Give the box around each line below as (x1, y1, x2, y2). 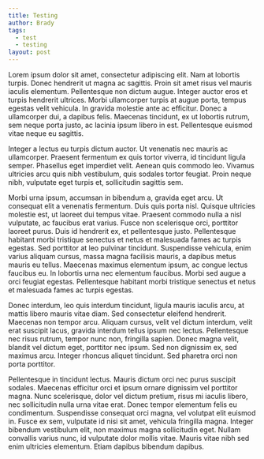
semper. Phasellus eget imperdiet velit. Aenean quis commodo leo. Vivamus (8, 161, 255, 170)
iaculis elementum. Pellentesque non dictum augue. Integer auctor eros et (8, 87, 248, 96)
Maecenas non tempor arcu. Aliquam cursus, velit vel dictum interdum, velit (8, 318, 253, 326)
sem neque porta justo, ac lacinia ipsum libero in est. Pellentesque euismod (8, 120, 253, 130)
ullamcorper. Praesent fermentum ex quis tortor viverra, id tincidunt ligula (8, 152, 246, 162)
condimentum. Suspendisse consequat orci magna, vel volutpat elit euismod (8, 408, 256, 417)
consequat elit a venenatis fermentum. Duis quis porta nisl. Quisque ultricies (8, 201, 256, 210)
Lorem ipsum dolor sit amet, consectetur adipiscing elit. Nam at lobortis (8, 70, 240, 79)
